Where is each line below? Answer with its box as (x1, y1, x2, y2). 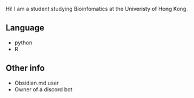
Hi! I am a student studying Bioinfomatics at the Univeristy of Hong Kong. (5, 5, 189, 12)
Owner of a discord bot (14, 85, 73, 93)
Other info (5, 63, 45, 74)
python (14, 39, 33, 46)
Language (5, 23, 45, 33)
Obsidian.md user (14, 79, 59, 86)
